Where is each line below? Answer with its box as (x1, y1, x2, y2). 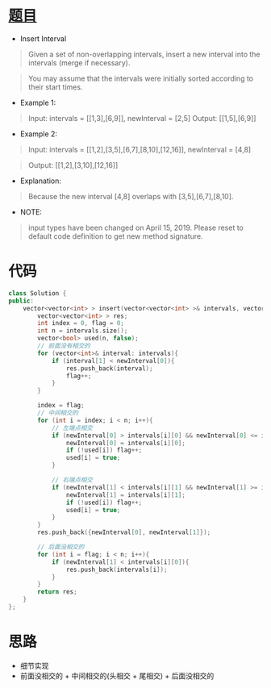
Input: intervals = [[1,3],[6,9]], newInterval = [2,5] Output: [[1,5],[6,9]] (27, 113, 256, 123)
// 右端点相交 (51, 476, 93, 484)
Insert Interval (19, 33, 67, 44)
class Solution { (8, 289, 67, 298)
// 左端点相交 (51, 423, 93, 432)
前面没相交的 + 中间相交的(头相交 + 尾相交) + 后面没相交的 (19, 670, 215, 681)
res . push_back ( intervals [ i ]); (65, 565, 168, 573)
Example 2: (19, 129, 58, 139)
